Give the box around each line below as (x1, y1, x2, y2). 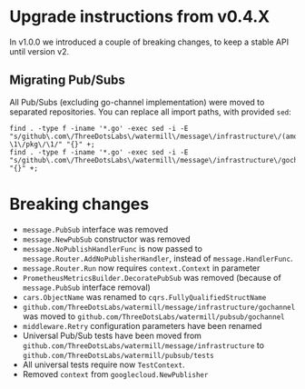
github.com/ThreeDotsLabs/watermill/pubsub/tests (22, 351, 215, 360)
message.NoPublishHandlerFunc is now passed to (22, 243, 202, 254)
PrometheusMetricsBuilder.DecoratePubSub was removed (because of (22, 272, 281, 283)
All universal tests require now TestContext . (22, 359, 185, 370)
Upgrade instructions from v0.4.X (9, 6, 271, 27)
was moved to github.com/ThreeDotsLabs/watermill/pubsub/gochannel (22, 311, 285, 322)
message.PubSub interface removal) (22, 282, 152, 293)
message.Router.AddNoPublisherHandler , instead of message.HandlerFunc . (22, 253, 293, 264)
